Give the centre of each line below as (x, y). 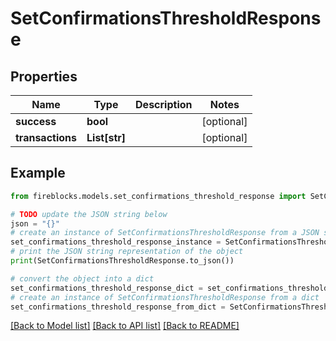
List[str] (106, 137)
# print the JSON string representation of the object (127, 252)
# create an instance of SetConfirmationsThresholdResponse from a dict (165, 297)
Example (38, 173)
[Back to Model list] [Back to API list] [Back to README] (125, 326)
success (36, 121)
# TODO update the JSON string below (89, 214)
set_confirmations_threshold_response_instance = (116, 242)
